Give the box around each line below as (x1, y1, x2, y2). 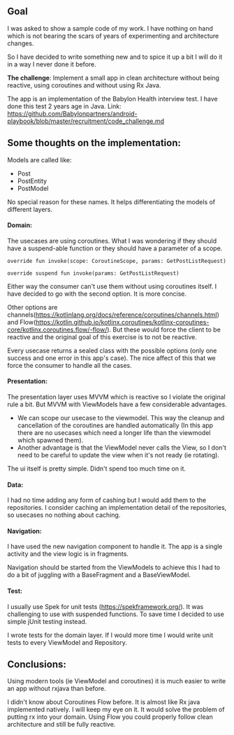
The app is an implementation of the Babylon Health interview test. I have (7, 94, 218, 103)
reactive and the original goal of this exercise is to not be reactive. (7, 332, 198, 341)
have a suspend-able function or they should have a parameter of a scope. (7, 244, 223, 252)
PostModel (17, 184, 49, 192)
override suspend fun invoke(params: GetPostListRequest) (7, 269, 180, 277)
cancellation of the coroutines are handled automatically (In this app (17, 421, 214, 429)
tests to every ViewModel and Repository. (7, 638, 127, 646)
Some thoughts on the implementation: (7, 137, 182, 149)
